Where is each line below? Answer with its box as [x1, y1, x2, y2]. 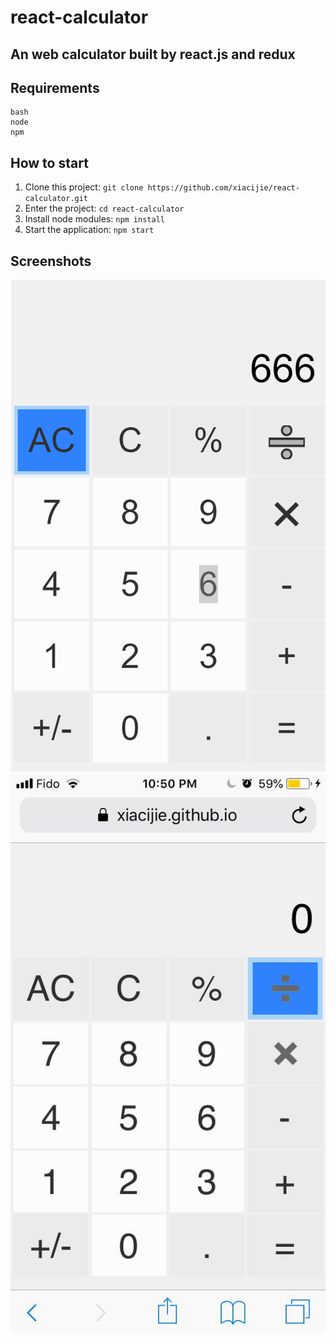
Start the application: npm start [24, 224, 155, 236]
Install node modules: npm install [24, 213, 165, 225]
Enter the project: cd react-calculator [24, 202, 185, 215]
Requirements [10, 79, 100, 96]
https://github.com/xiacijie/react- [147, 183, 300, 193]
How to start [10, 154, 89, 171]
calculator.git [24, 194, 89, 204]
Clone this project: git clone [24, 181, 144, 193]
